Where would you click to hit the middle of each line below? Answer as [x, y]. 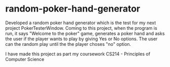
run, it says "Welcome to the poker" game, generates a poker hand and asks [85, 33]
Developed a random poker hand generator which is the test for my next [81, 23]
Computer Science [25, 59]
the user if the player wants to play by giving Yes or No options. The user [81, 39]
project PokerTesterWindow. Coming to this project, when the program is [81, 28]
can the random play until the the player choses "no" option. [68, 44]
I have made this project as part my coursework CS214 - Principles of [78, 54]
